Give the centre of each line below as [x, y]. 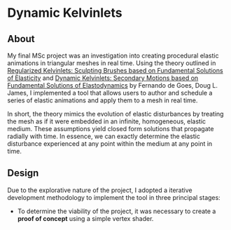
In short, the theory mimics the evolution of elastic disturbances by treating [115, 114]
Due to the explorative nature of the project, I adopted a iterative [100, 190]
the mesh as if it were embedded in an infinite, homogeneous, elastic [107, 121]
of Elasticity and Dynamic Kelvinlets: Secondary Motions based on [103, 78]
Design [23, 173]
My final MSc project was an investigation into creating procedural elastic [113, 55]
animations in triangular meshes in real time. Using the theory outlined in [112, 63]
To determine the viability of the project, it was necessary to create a [117, 211]
